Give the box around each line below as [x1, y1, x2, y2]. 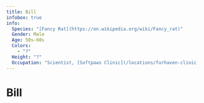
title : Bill [6, 8, 36, 15]
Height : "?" [12, 54, 42, 60]
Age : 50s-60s [12, 37, 45, 43]
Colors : [12, 43, 32, 49]
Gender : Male [12, 32, 45, 38]
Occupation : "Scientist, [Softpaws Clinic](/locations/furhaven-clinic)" [12, 59, 202, 65]
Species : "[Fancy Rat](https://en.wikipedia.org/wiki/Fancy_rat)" [12, 25, 183, 32]
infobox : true [6, 15, 42, 21]
